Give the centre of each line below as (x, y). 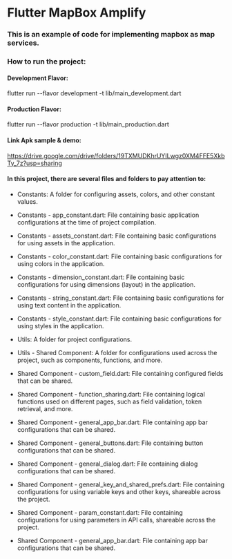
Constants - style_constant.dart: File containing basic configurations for (119, 319)
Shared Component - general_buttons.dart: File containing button (110, 443)
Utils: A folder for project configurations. (75, 339)
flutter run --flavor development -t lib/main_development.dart (94, 93)
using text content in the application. (69, 305)
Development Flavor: (38, 78)
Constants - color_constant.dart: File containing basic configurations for (119, 256)
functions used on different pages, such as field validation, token (109, 401)
